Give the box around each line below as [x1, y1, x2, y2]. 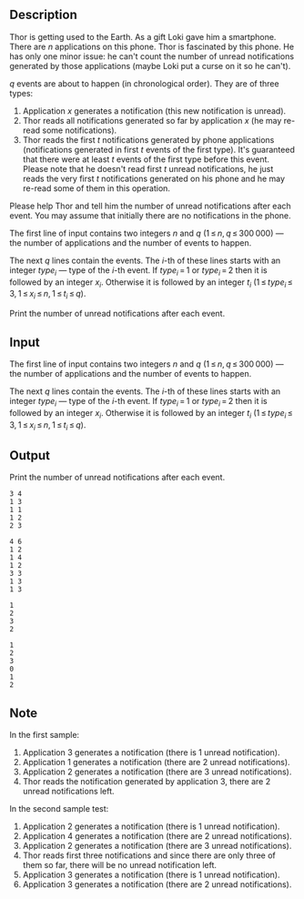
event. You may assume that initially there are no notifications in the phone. [9, 209, 291, 221]
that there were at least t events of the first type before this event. [22, 154, 270, 165]
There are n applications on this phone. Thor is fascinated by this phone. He [9, 41, 294, 52]
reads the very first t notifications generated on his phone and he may [22, 173, 285, 184]
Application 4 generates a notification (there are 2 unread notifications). [22, 831, 293, 842]
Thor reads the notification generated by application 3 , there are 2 [22, 776, 271, 787]
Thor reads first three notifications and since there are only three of [22, 850, 276, 861]
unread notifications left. [22, 786, 116, 797]
